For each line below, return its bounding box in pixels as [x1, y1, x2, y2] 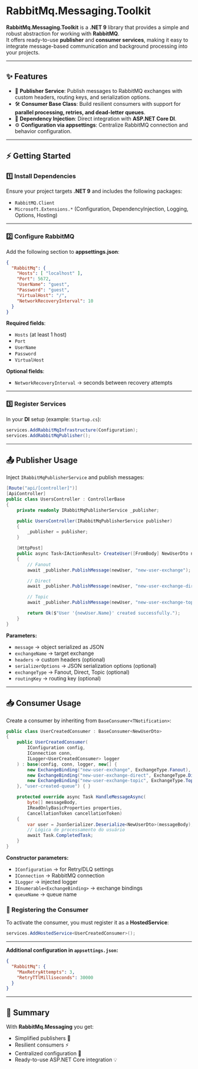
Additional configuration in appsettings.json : [6, 947, 118, 954]
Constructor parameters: [6, 854, 69, 861]
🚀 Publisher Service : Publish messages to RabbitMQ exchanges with [14, 87, 183, 94]
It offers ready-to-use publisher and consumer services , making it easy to [6, 36, 189, 43]
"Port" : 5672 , [16, 276, 51, 282]
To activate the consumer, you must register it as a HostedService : [6, 919, 169, 926]
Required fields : [6, 319, 46, 327]
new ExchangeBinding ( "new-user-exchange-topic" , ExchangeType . [27, 778, 186, 784]
